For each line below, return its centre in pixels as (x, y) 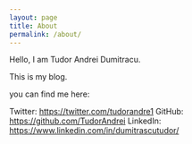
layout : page (33, 17)
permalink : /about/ (46, 34)
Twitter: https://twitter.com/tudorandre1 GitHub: (96, 112)
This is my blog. (38, 77)
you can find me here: (50, 94)
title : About (33, 26)
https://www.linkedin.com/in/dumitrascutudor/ (94, 131)
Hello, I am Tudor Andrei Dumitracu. (75, 60)
